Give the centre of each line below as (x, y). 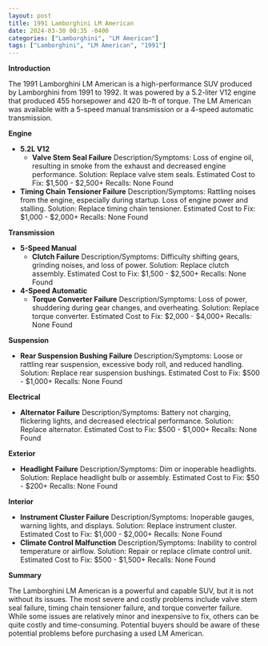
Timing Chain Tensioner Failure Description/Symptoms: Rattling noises (138, 192)
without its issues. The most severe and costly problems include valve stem (133, 600)
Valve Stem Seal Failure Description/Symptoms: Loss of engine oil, (142, 158)
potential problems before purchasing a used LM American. (106, 633)
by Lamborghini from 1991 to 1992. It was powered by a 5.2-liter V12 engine (132, 92)
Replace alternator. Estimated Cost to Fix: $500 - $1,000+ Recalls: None (138, 430)
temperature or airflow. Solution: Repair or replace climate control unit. (136, 551)
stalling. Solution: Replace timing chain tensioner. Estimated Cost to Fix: (138, 208)
